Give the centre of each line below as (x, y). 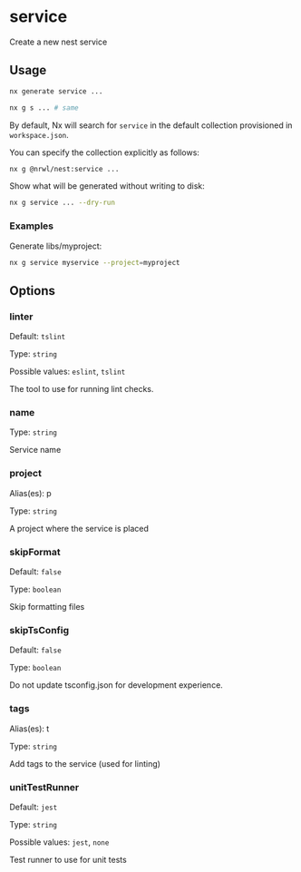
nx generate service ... (56, 91)
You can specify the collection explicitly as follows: (104, 152)
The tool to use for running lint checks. (82, 389)
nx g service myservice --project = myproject (95, 262)
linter (21, 317)
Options (33, 291)
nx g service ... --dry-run (63, 203)
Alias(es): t (29, 729)
